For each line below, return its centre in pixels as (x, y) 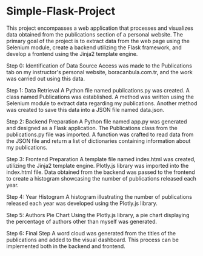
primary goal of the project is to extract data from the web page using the (98, 41)
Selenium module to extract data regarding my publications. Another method (102, 103)
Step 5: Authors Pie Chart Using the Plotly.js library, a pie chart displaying (98, 215)
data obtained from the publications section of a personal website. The (95, 34)
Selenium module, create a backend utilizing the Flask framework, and (94, 47)
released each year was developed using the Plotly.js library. (82, 203)
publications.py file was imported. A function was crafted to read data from (100, 134)
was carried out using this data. (46, 78)
